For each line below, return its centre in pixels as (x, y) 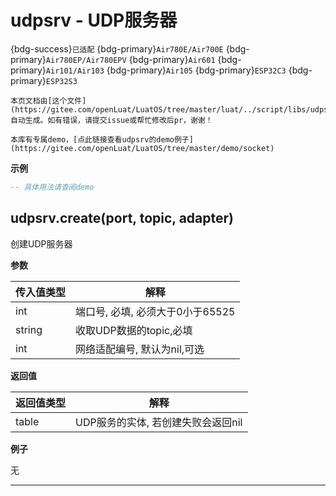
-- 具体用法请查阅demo (52, 187)
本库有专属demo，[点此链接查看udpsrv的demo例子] (102, 139)
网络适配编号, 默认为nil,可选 (140, 349)
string (29, 329)
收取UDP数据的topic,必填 (134, 330)
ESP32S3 (61, 81)
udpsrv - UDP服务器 (94, 20)
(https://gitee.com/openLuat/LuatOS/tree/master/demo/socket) (142, 148)
